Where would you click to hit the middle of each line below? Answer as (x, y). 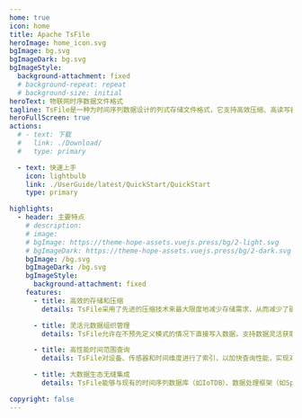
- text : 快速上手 (47, 167)
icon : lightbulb (56, 176)
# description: (54, 226)
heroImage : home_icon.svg (58, 43)
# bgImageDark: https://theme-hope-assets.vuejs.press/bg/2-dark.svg (159, 251)
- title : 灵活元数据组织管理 (81, 325)
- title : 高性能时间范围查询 (81, 350)
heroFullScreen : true (50, 118)
